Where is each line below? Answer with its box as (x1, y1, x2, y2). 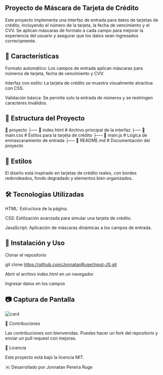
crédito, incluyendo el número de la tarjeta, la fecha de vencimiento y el (5, 22, 150, 28)
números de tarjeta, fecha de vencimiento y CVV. (5, 70, 105, 76)
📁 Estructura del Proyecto (5, 114, 85, 122)
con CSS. (5, 85, 24, 91)
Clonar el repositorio (5, 252, 47, 258)
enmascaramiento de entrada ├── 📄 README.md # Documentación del (5, 138, 150, 144)
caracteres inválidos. (5, 100, 48, 106)
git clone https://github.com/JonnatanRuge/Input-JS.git (5, 261, 117, 267)
